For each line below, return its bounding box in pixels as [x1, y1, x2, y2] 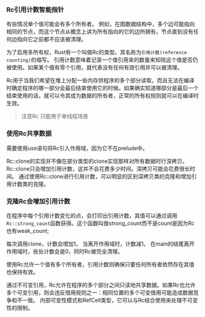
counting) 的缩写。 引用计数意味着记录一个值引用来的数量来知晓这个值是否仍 [6, 56, 198, 63]
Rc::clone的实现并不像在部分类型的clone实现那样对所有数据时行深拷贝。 [6, 157, 188, 165]
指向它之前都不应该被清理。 [16, 35, 87, 43]
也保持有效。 [6, 268, 38, 276]
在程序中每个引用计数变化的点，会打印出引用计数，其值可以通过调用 [6, 212, 178, 219]
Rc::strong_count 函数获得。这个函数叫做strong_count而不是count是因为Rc [6, 219, 195, 227]
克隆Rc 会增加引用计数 [6, 197, 71, 205]
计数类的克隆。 [11, 180, 49, 187]
